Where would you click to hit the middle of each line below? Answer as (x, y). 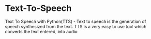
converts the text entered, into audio (41, 31)
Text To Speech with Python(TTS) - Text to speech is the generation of (75, 21)
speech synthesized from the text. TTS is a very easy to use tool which (76, 26)
